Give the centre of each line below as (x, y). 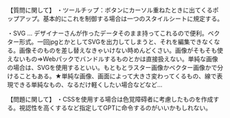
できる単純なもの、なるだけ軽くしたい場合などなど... (88, 85)
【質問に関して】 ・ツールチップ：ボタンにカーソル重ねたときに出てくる (110, 10)
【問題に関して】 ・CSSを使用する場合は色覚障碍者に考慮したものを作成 (110, 99)
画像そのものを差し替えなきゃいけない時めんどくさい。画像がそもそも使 (121, 50)
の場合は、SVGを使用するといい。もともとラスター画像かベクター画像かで (112, 68)
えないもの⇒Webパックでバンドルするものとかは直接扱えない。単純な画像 (113, 59)
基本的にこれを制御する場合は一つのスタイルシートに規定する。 (133, 19)
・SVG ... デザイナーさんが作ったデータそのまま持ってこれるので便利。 (107, 33)
